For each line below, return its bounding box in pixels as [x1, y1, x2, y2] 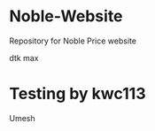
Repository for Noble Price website [9, 35, 137, 46]
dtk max [9, 52, 39, 63]
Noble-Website [9, 6, 123, 27]
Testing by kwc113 [9, 84, 146, 104]
